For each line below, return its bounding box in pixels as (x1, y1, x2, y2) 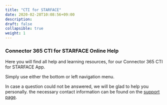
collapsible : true (5, 26, 43, 31)
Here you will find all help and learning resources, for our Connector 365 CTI (5, 59, 163, 65)
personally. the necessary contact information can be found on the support (5, 89, 160, 95)
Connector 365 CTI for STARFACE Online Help (5, 47, 119, 54)
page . (5, 94, 17, 100)
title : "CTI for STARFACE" (5, 7, 61, 13)
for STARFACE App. (5, 64, 45, 70)
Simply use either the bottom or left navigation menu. (5, 74, 115, 80)
